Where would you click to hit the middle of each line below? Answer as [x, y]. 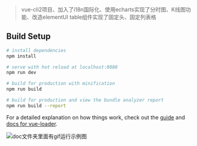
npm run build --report [36, 105]
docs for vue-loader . [32, 124]
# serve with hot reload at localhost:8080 [62, 67]
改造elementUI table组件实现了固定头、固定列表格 [94, 17]
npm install [21, 56]
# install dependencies [36, 50]
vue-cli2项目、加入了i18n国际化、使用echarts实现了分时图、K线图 [103, 9]
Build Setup [28, 37]
